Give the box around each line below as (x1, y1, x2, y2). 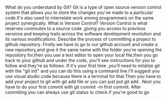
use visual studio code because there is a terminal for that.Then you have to (5, 73, 161, 79)
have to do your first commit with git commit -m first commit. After (5, 84, 141, 89)
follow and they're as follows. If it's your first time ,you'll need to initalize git (5, 62, 160, 68)
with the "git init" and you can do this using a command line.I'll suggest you (5, 68, 160, 74)
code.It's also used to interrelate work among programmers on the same (5, 15, 154, 20)
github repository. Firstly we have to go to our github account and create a (5, 41, 158, 47)
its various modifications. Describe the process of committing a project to (5, 36, 156, 42)
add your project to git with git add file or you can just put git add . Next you (5, 78, 161, 84)
